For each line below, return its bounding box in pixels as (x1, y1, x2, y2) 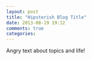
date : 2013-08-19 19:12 (6, 20, 66, 26)
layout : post (6, 8, 39, 15)
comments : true (6, 25, 44, 31)
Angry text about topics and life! (6, 47, 85, 54)
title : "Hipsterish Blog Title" (6, 14, 87, 20)
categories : (6, 31, 36, 37)
